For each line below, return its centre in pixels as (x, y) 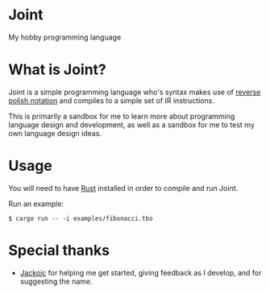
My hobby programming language (65, 37)
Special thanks (59, 251)
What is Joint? (58, 70)
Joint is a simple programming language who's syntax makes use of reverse (135, 92)
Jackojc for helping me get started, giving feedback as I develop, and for (141, 272)
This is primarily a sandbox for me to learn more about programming (122, 116)
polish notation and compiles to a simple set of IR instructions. (112, 100)
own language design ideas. (55, 133)
